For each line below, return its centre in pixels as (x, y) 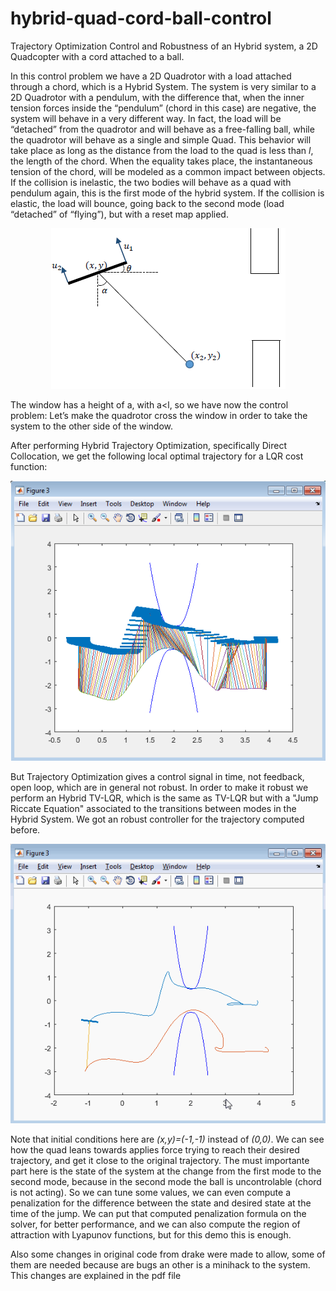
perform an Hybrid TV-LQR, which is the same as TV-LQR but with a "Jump (164, 798)
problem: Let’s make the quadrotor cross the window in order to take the (159, 415)
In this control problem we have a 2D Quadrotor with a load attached (151, 76)
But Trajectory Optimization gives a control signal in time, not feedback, (157, 776)
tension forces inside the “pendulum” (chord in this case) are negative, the (163, 108)
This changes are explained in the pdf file (96, 1276)
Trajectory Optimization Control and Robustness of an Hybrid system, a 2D (164, 46)
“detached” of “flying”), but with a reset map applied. (119, 214)
